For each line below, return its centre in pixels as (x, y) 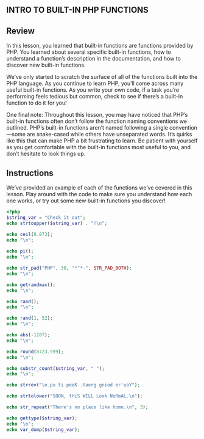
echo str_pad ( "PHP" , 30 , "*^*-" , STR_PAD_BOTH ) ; (69, 268)
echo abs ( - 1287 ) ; (28, 335)
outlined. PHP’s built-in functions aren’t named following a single (87, 128)
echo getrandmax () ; (31, 285)
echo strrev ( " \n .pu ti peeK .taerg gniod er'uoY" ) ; (73, 385)
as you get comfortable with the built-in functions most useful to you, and (98, 147)
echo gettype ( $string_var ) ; (42, 418)
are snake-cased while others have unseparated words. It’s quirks (110, 135)
